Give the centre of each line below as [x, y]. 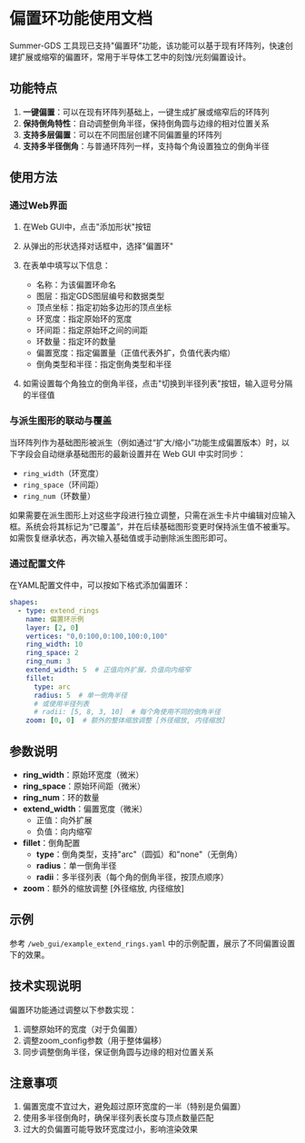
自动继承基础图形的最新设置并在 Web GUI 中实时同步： [143, 453]
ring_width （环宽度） [63, 472]
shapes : [24, 602]
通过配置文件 [38, 563]
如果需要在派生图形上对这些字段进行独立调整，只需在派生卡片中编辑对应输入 [152, 515]
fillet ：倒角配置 [51, 842]
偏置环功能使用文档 [81, 19]
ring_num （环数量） [59, 495]
